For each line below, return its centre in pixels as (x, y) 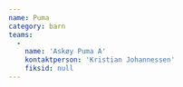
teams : (21, 34)
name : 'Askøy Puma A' (65, 52)
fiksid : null (49, 69)
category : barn (37, 26)
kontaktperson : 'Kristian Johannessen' (100, 60)
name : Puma (29, 18)
